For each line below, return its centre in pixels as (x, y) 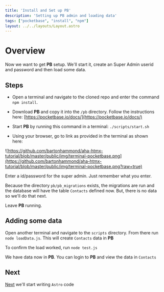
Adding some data (34, 221)
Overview (25, 51)
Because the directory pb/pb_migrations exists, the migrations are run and (80, 185)
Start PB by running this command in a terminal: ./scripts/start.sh (81, 126)
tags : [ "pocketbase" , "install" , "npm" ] (47, 21)
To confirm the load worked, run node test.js (51, 247)
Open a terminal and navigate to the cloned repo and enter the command (86, 97)
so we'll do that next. (26, 196)
